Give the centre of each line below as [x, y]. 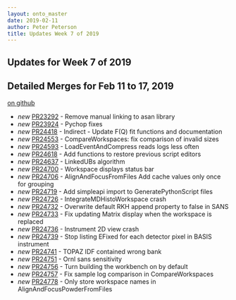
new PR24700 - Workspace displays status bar [86, 169]
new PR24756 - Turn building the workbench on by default [103, 267]
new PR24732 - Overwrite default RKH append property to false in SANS [123, 207]
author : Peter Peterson [42, 27]
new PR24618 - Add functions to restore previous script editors [109, 154]
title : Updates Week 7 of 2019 [53, 34]
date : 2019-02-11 [33, 20]
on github [21, 103]
